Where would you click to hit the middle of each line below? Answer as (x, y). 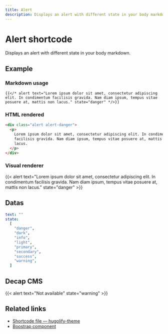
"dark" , (22, 233)
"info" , (22, 238)
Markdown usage (27, 83)
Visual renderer (24, 165)
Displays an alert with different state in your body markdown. (68, 53)
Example (19, 69)
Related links (26, 309)
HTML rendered (25, 114)
